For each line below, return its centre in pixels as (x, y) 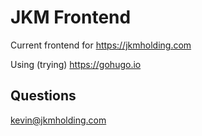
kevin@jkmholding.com (58, 120)
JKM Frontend (71, 17)
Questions (43, 96)
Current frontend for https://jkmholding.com (101, 45)
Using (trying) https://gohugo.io (76, 64)
